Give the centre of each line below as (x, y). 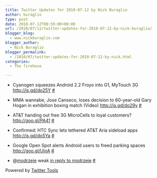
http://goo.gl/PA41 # (33, 121)
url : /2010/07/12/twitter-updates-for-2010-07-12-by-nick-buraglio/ (79, 29)
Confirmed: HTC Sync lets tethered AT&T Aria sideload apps (75, 130)
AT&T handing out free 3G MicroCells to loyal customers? (72, 115)
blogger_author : (22, 43)
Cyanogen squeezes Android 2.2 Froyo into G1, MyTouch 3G (75, 85)
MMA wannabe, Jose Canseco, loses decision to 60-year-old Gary (82, 100)
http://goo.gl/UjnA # (33, 151)
